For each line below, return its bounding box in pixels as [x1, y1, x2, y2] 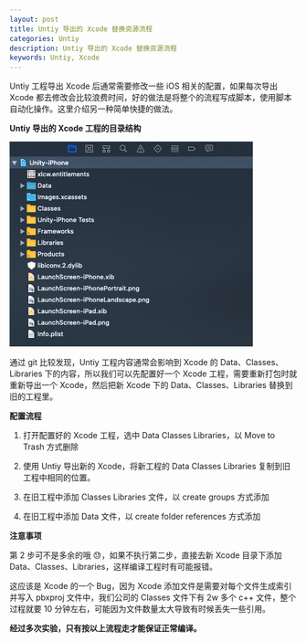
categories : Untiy [9, 34, 79, 43]
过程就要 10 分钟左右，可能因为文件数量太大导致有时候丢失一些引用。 [9, 604, 271, 615]
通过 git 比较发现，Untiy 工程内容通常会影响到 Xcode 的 [9, 357, 219, 368]
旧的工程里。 [9, 391, 58, 402]
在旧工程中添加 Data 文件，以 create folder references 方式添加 [22, 511, 261, 522]
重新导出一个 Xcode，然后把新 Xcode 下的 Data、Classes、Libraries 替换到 [9, 380, 293, 391]
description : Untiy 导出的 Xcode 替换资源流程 [9, 44, 178, 53]
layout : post [9, 15, 59, 24]
